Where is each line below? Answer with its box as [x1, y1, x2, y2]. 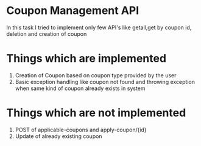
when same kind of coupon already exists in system [15, 85, 146, 92]
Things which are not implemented [6, 106, 186, 120]
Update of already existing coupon [15, 132, 102, 140]
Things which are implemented [6, 52, 166, 66]
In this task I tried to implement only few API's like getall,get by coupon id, [6, 24, 192, 31]
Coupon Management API [6, 4, 139, 18]
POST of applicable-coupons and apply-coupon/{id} [15, 126, 147, 133]
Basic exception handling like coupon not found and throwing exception [15, 78, 195, 85]
